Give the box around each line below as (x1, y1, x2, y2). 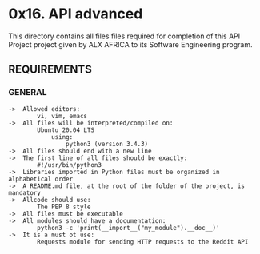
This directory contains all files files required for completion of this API (8, 31, 241, 41)
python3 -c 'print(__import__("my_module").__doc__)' (37, 224, 220, 232)
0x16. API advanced (8, 5, 143, 23)
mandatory (8, 189, 42, 196)
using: (50, 133, 74, 141)
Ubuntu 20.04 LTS (37, 125, 94, 134)
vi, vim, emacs (37, 112, 88, 120)
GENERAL (8, 87, 47, 98)
